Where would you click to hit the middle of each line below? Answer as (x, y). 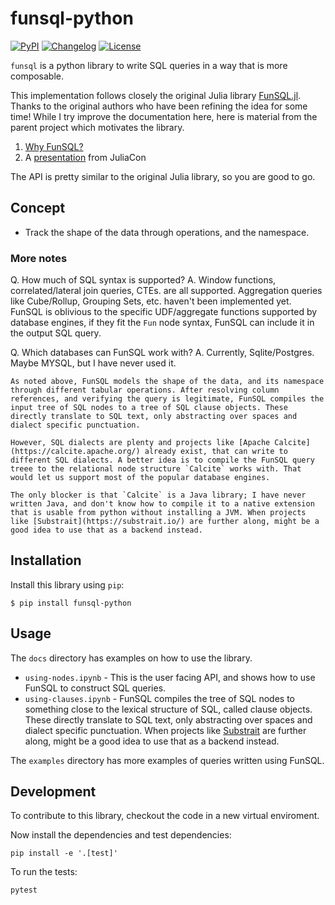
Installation (46, 560)
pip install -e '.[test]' (64, 853)
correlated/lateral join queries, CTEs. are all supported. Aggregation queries (166, 291)
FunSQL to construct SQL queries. (95, 688)
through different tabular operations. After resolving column (145, 390)
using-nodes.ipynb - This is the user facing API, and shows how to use (170, 677)
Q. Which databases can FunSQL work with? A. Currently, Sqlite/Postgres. (162, 353)
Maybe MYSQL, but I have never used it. (93, 363)
